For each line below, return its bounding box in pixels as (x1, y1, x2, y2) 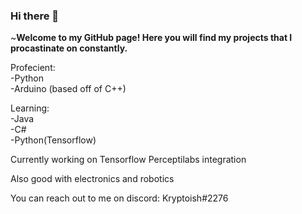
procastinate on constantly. (10, 42, 128, 54)
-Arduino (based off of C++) (10, 83, 127, 95)
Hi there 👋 (10, 9, 60, 23)
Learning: (10, 102, 50, 114)
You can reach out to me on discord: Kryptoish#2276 (10, 192, 229, 204)
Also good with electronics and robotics (10, 173, 175, 185)
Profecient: (10, 62, 56, 74)
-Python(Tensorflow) (10, 134, 97, 146)
